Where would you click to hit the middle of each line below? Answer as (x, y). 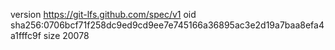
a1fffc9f (26, 35)
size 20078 (66, 35)
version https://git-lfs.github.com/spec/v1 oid (103, 14)
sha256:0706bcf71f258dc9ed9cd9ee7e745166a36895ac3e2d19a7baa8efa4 (167, 25)
